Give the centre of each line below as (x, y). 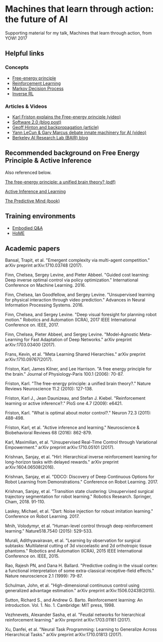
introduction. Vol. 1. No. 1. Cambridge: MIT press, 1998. (60, 605)
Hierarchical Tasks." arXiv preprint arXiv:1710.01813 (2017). (64, 635)
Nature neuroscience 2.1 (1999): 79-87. (44, 576)
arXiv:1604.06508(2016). (30, 467)
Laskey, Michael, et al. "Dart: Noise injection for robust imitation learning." (79, 511)
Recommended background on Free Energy (72, 153)
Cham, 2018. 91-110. (25, 502)
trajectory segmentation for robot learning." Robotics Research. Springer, (79, 496)
